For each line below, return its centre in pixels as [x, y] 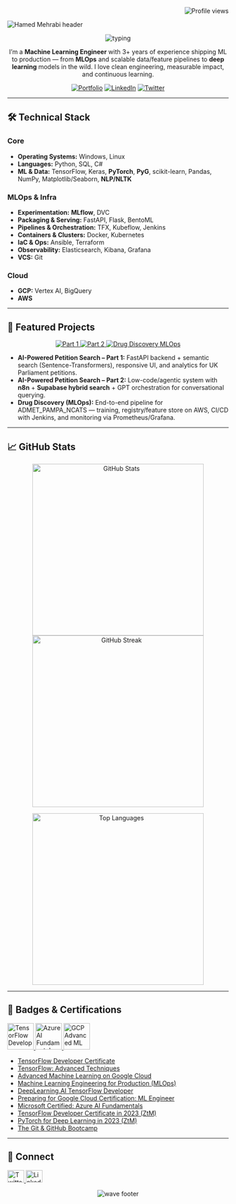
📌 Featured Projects [51, 327]
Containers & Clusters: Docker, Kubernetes [81, 234]
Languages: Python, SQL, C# [60, 164]
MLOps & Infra [32, 197]
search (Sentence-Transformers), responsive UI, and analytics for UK [118, 365]
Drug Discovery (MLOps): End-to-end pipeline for [90, 403]
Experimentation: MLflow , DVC [64, 212]
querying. [31, 395]
